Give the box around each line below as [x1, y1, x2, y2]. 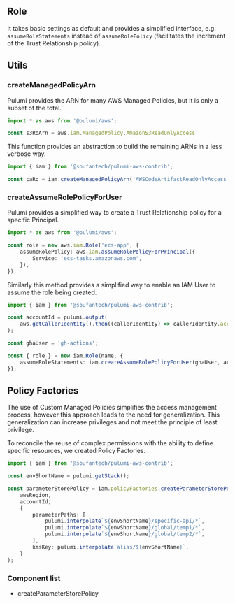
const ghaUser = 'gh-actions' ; [7, 340, 99, 347]
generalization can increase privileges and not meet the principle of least [7, 418, 218, 426]
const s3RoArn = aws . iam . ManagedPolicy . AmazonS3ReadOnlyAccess [7, 129, 196, 137]
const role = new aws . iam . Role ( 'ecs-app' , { [7, 242, 139, 249]
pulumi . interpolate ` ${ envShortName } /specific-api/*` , [44, 517, 205, 525]
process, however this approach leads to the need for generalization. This [7, 410, 220, 419]
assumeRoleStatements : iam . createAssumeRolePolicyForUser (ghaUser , [20, 359, 220, 366]
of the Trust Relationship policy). [7, 38, 101, 48]
